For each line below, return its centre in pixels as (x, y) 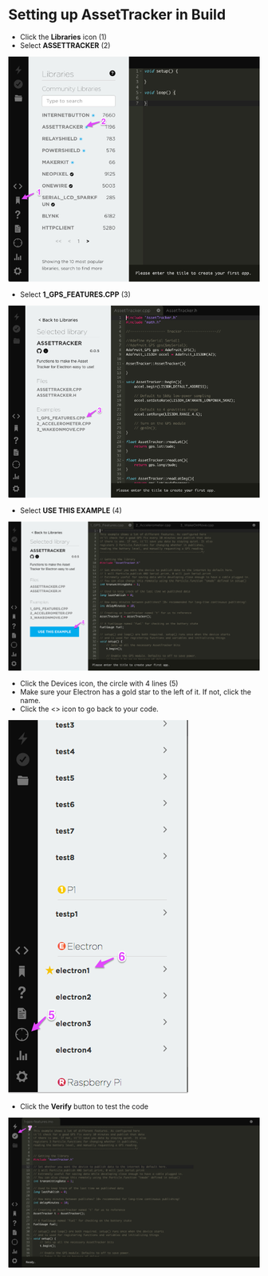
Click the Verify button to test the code (84, 1106)
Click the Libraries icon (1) (63, 37)
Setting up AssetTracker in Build (117, 15)
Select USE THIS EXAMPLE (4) (71, 510)
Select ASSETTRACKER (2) (65, 45)
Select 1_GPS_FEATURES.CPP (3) (75, 294)
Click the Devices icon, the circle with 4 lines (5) (99, 684)
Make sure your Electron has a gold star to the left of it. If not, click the (135, 692)
